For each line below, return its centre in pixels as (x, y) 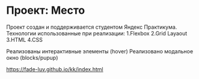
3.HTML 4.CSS (25, 39)
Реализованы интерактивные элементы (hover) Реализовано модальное (100, 51)
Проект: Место (46, 10)
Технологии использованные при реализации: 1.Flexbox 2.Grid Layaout (97, 33)
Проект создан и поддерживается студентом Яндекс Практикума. (92, 27)
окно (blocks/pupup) (32, 57)
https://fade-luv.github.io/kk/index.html (55, 69)
